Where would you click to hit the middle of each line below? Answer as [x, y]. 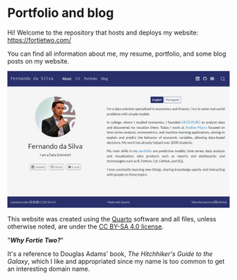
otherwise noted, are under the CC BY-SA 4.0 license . [86, 226]
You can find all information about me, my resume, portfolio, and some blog [117, 54]
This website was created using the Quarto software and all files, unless [112, 219]
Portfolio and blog [61, 13]
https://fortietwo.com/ [39, 39]
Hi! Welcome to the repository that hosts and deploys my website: [103, 32]
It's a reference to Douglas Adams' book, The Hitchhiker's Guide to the [110, 254]
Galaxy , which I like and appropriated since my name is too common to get [116, 261]
